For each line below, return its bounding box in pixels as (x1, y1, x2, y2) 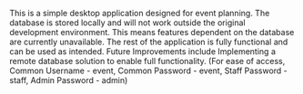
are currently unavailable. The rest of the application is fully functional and (9, 36, 288, 47)
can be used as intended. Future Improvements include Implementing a (9, 46, 276, 57)
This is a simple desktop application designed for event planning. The (9, 8, 270, 18)
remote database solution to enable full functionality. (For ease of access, (9, 56, 286, 66)
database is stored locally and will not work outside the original (9, 17, 246, 28)
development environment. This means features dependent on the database (9, 27, 295, 37)
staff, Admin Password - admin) (9, 75, 128, 85)
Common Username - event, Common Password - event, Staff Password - (9, 65, 288, 76)
